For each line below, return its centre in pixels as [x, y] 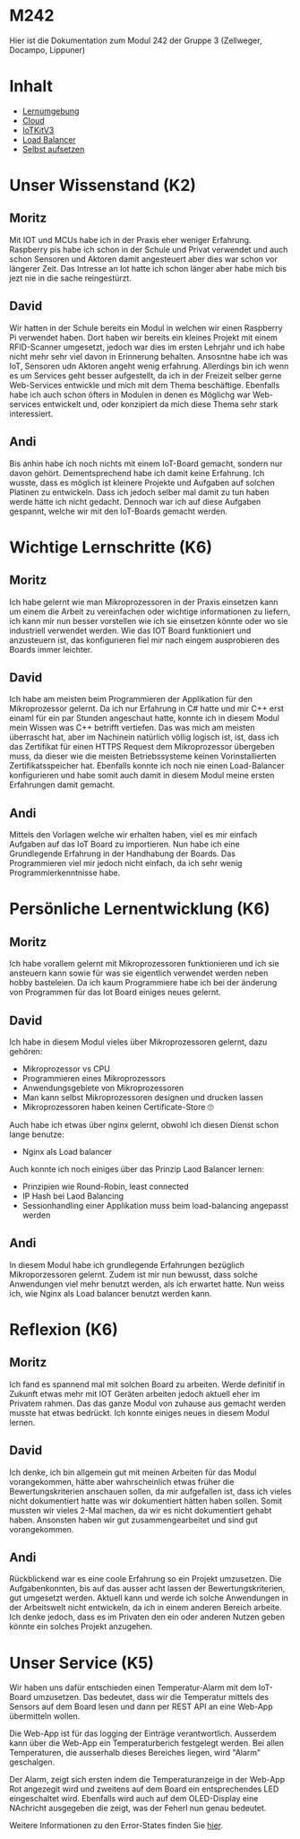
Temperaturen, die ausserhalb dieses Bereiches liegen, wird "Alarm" [135, 1753]
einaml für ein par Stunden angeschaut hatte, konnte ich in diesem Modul [145, 718]
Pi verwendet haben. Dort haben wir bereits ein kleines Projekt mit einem [143, 337]
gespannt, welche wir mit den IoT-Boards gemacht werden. [119, 511]
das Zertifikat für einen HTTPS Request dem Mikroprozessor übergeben [142, 747]
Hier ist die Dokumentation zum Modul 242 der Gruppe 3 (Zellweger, [136, 40]
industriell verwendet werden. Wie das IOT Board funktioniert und [130, 630]
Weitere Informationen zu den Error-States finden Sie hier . [116, 1826]
